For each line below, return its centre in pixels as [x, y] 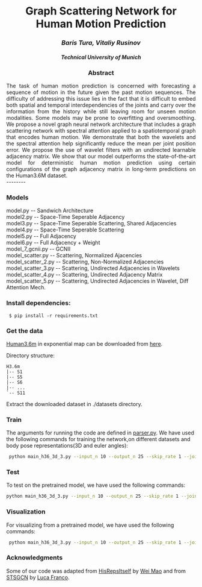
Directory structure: [31, 355]
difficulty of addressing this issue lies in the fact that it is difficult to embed [101, 99]
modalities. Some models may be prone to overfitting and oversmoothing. [101, 118]
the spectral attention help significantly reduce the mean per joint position [101, 143]
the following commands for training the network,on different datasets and [98, 439]
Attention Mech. [26, 287]
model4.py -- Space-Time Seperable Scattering [65, 230]
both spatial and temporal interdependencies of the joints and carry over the [101, 105]
